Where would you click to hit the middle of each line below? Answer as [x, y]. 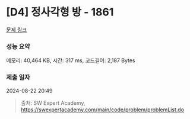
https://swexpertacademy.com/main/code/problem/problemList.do [102, 110]
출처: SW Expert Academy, [53, 103]
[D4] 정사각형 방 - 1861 [60, 12]
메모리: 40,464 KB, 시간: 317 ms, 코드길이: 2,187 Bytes [71, 60]
